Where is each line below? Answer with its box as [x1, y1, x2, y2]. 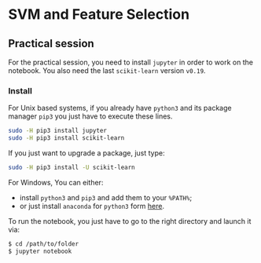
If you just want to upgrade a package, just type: [8, 148, 165, 158]
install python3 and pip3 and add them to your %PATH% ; [19, 192, 193, 202]
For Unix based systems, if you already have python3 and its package [8, 104, 232, 113]
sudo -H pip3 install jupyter [8, 127, 108, 135]
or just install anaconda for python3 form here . [19, 201, 165, 210]
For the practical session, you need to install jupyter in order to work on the [8, 57, 254, 67]
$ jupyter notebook [8, 247, 72, 255]
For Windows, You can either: [8, 177, 104, 187]
